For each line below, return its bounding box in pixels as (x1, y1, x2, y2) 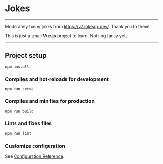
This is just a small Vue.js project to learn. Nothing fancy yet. (5, 33, 127, 39)
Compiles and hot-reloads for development (5, 76, 109, 82)
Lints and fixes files (5, 120, 52, 127)
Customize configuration (5, 142, 65, 149)
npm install (5, 64, 29, 69)
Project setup (5, 51, 47, 60)
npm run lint (5, 131, 32, 136)
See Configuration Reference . (5, 153, 65, 159)
